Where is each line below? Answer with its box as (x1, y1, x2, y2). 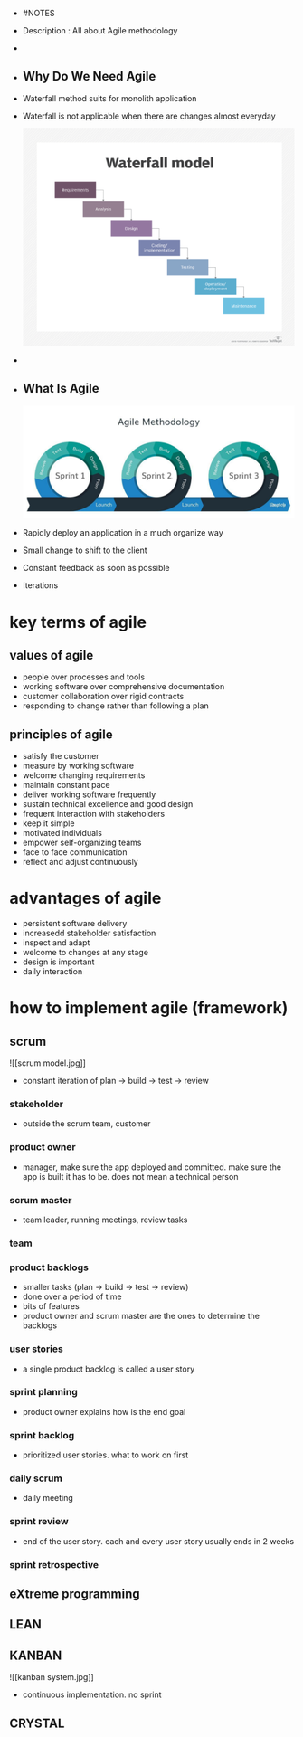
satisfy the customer (22, 751, 99, 762)
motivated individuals (22, 828, 102, 839)
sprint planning (9, 1386, 79, 1399)
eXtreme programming (9, 1587, 140, 1602)
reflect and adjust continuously (22, 857, 138, 868)
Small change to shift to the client (22, 545, 147, 555)
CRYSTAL (9, 1715, 65, 1731)
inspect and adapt (22, 937, 90, 948)
